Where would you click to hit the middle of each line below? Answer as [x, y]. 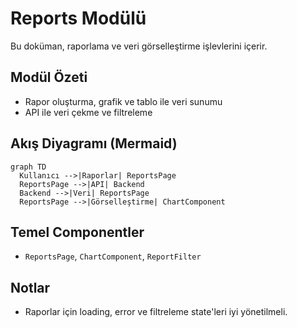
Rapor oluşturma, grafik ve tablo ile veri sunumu [123, 101]
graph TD [28, 167]
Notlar [30, 287]
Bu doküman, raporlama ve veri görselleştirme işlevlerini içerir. [139, 46]
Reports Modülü [78, 18]
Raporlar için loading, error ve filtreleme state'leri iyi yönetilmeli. [156, 312]
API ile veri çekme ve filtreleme [88, 112]
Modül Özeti [49, 77]
